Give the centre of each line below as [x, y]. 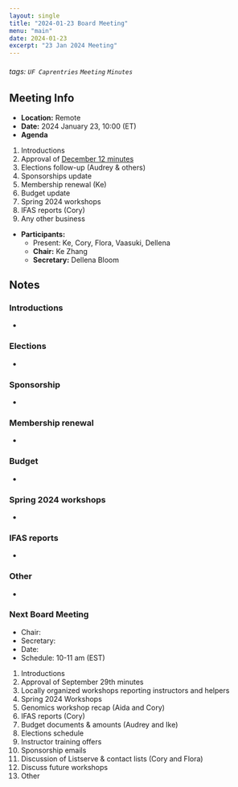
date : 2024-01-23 [38, 38]
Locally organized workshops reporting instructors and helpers [125, 690]
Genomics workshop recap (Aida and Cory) [93, 707]
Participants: [43, 234]
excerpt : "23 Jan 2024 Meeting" [63, 46]
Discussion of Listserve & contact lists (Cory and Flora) [112, 758]
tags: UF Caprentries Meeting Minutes [71, 71]
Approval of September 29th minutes [82, 682]
